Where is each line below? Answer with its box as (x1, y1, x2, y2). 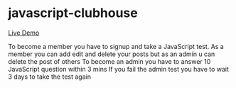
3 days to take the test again (8, 72, 92, 81)
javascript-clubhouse (8, 5, 138, 21)
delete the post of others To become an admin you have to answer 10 (8, 57, 211, 65)
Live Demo (8, 28, 40, 37)
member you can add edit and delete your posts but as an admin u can (8, 50, 215, 58)
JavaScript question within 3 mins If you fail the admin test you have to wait (8, 65, 230, 73)
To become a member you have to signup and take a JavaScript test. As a (8, 42, 225, 50)
